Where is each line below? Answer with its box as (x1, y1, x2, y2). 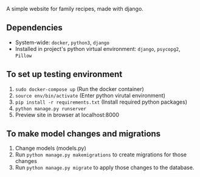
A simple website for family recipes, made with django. (6, 5, 144, 12)
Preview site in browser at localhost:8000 (15, 111, 120, 118)
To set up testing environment (6, 69, 123, 79)
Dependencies (6, 22, 63, 33)
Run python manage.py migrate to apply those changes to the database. (15, 164, 195, 172)
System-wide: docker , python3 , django (15, 39, 109, 46)
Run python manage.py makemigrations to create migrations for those (15, 151, 187, 158)
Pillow (15, 53, 32, 59)
